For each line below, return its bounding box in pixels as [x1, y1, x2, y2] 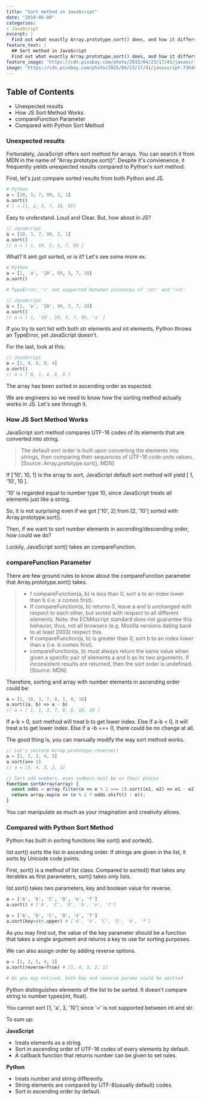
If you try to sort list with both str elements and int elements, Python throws [6, 325, 192, 332]
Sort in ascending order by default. [14, 1087, 101, 1095]
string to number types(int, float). [6, 992, 88, 1000]
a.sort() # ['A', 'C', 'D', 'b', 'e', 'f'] [6, 902, 117, 908]
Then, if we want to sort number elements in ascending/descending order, [6, 526, 190, 533]
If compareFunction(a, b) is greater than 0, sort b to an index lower [29, 634, 194, 642]
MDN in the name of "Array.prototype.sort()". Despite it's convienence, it [6, 157, 185, 164]
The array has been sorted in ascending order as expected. [6, 382, 153, 389]
